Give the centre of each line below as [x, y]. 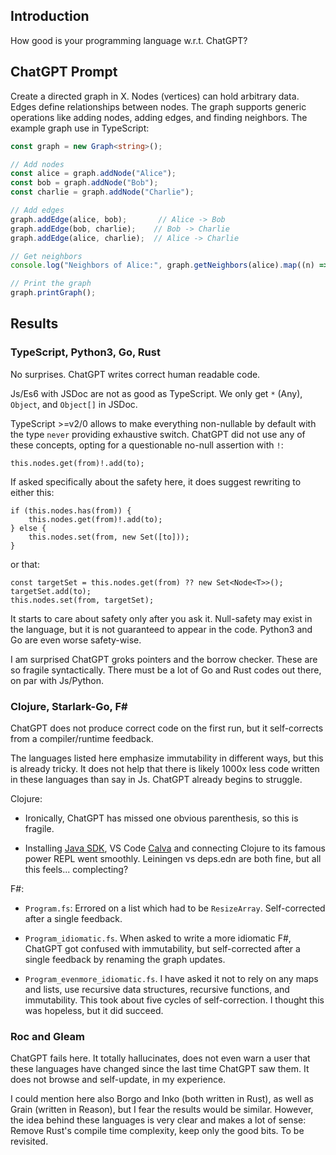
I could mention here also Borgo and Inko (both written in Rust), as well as [162, 1099]
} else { [28, 528]
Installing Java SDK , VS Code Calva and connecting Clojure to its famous [175, 848]
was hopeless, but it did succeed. [94, 1010]
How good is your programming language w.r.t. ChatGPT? [129, 40]
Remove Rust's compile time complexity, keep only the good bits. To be [157, 1131]
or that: [25, 564]
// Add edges [37, 210]
